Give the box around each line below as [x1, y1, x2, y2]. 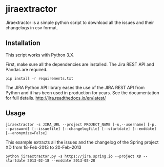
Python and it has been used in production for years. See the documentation [5, 89, 160, 96]
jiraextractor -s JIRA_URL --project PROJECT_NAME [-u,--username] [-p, [5, 122, 157, 127]
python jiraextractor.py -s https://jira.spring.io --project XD [5, 154, 141, 159]
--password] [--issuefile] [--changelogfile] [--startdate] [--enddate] [5, 126, 157, 131]
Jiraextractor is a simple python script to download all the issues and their [5, 20, 154, 25]
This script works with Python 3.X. [5, 52, 75, 58]
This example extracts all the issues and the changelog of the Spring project [5, 139, 159, 145]
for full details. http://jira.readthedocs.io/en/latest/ [5, 95, 106, 101]
